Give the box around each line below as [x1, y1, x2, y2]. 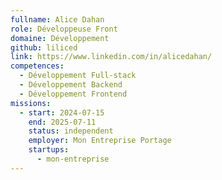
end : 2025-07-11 [28, 117, 97, 127]
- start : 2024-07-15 [19, 107, 105, 118]
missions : [10, 98, 52, 108]
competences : [10, 61, 65, 71]
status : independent [28, 126, 114, 136]
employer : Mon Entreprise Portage [28, 136, 172, 146]
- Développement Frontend [19, 89, 128, 99]
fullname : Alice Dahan [10, 14, 105, 25]
